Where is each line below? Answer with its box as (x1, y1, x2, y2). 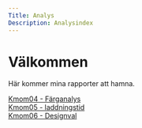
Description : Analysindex (8, 19, 93, 27)
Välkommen (8, 53, 88, 71)
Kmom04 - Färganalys (8, 94, 81, 104)
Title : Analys (8, 11, 55, 20)
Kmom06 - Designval (8, 111, 77, 121)
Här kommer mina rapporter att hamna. (8, 79, 136, 88)
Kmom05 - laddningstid (8, 103, 85, 112)
